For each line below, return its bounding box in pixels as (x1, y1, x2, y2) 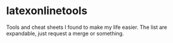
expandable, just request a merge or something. (6, 29, 124, 37)
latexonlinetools (6, 4, 88, 18)
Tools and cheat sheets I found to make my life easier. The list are (6, 24, 168, 31)
